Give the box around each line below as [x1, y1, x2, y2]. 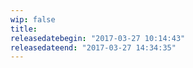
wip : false [10, 14, 56, 25]
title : [10, 24, 38, 34]
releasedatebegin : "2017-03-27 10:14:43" [10, 33, 186, 43]
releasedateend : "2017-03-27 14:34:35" [10, 42, 177, 53]
